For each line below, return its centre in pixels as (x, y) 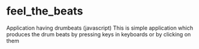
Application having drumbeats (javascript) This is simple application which (100, 28)
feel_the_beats (45, 11)
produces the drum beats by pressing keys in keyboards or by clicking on (99, 34)
